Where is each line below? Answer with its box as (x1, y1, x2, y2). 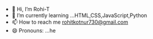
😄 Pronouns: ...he (11, 27, 56, 34)
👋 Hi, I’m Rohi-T (11, 6, 50, 12)
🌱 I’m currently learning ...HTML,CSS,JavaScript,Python (11, 12, 148, 19)
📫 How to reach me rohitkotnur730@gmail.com (11, 18, 129, 25)
